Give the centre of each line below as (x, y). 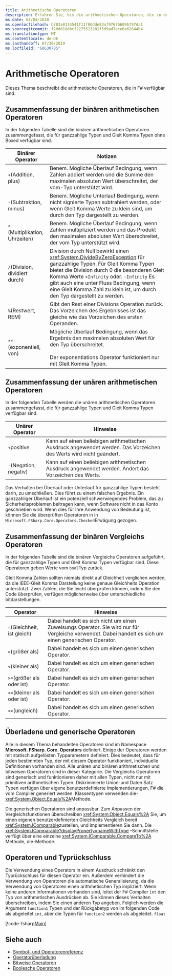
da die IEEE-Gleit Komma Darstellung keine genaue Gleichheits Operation (82, 583)
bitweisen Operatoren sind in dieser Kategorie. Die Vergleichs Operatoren (83, 771)
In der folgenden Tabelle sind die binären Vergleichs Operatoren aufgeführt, (85, 557)
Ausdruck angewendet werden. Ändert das (98, 469)
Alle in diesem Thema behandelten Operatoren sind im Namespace (76, 744)
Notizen (107, 156)
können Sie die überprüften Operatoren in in (52, 515)
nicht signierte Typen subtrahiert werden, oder (105, 202)
